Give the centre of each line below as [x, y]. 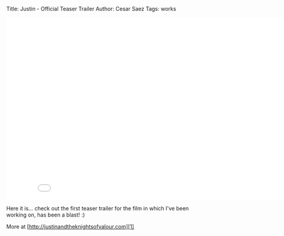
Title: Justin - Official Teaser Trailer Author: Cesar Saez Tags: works [91, 9]
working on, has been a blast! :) [46, 215]
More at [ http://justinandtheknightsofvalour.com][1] [70, 227]
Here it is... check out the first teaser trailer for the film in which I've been [98, 208]
